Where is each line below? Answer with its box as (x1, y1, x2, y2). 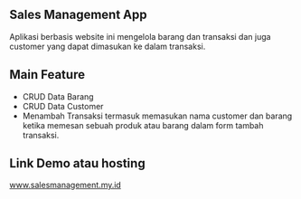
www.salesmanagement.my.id (9, 180, 122, 191)
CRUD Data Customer (22, 100, 104, 111)
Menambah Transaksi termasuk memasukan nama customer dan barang (22, 110, 293, 121)
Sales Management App (9, 7, 147, 23)
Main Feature (9, 67, 86, 82)
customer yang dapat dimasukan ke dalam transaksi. (9, 41, 206, 52)
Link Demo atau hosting (9, 156, 146, 171)
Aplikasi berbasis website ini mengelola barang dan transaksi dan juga (9, 31, 271, 42)
